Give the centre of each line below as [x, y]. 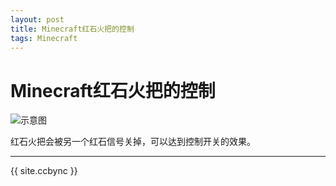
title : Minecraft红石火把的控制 [72, 29]
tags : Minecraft [44, 38]
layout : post [37, 19]
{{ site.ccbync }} [44, 171]
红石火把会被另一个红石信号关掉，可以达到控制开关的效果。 [133, 142]
